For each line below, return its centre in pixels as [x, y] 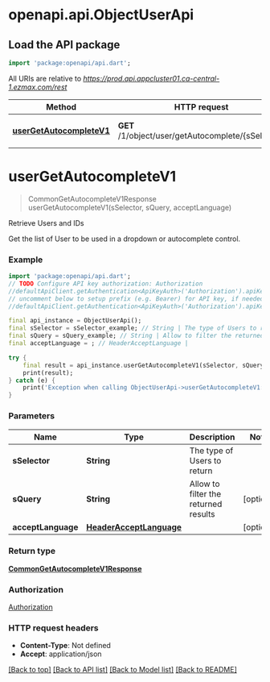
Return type [32, 551]
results [202, 514]
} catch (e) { [32, 381]
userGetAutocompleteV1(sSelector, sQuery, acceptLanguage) [130, 207]
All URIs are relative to [45, 78]
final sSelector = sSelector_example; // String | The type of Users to [133, 328]
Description [212, 437]
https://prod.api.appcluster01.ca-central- [151, 78]
